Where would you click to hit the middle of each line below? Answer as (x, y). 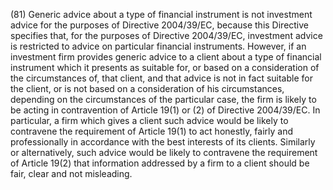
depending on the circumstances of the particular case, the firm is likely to (163, 99)
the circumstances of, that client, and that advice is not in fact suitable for (161, 78)
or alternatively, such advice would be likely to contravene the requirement (164, 152)
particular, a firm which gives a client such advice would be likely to (149, 120)
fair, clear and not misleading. (71, 173)
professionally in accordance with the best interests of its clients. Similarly (163, 142)
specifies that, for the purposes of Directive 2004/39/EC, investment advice (166, 35)
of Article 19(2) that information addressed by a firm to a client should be (160, 163)
